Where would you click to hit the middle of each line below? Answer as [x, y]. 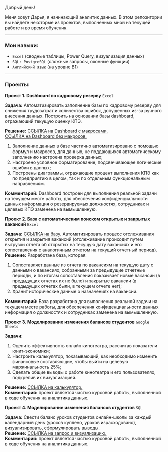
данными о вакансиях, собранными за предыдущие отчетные [79, 270]
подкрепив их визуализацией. [44, 377]
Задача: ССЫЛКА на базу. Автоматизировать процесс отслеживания [80, 234]
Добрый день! [20, 7]
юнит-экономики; [31, 351]
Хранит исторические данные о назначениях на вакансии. [75, 291]
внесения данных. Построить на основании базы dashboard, [70, 116]
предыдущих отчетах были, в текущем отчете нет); [67, 286]
